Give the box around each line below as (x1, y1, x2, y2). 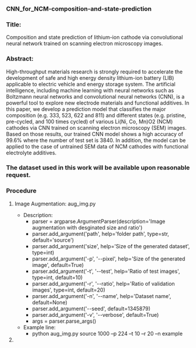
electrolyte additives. (6, 149, 57, 156)
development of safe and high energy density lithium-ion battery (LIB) (6, 74, 174, 81)
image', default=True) (32, 261, 84, 268)
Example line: (23, 323, 56, 330)
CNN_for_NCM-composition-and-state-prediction (6, 5, 152, 13)
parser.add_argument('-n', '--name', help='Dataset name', (32, 292, 171, 299)
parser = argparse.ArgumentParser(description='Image (32, 218, 166, 225)
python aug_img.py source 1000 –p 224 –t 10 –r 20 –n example (32, 330, 183, 337)
